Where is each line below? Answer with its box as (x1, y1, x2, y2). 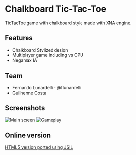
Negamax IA (12, 57, 38, 63)
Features (5, 34, 33, 42)
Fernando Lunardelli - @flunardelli (12, 84, 82, 90)
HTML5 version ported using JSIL (5, 144, 73, 150)
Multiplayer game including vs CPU (12, 52, 83, 58)
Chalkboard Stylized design (12, 47, 68, 52)
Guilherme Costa (12, 90, 47, 96)
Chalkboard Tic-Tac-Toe (5, 3, 107, 15)
